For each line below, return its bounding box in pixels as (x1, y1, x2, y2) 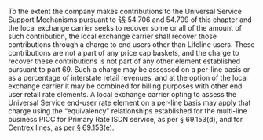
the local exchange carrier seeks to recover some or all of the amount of (8, 23, 242, 32)
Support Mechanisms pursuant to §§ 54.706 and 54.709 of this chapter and (8, 15, 253, 24)
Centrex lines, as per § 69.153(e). (8, 123, 115, 132)
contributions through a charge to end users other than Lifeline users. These (8, 40, 255, 49)
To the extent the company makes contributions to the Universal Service (8, 7, 242, 16)
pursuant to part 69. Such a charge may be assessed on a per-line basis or (8, 65, 250, 74)
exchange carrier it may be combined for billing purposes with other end (8, 81, 243, 91)
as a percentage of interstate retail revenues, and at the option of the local (8, 74, 249, 82)
